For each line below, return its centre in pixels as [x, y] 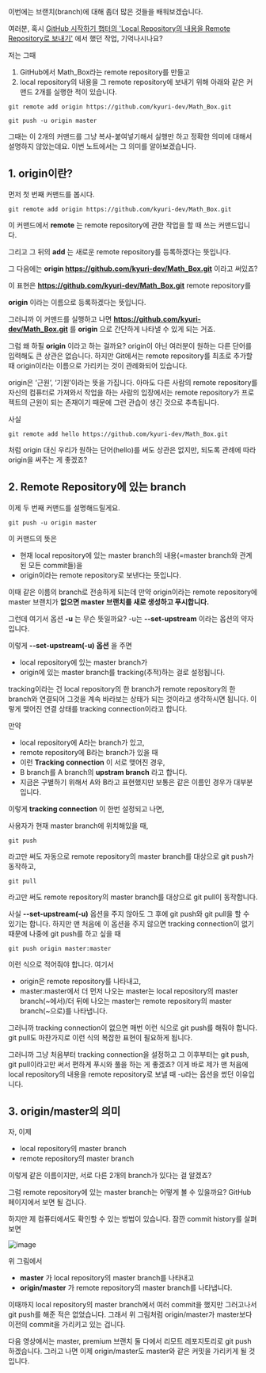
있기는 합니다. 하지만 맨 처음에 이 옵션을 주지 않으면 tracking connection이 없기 [131, 923]
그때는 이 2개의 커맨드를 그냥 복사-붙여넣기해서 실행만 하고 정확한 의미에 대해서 [130, 136]
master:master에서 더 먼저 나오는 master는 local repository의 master [129, 991]
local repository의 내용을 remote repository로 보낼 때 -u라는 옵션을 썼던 [121, 1074]
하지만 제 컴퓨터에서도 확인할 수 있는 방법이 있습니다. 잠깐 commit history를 [125, 1219]
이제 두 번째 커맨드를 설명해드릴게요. [64, 507]
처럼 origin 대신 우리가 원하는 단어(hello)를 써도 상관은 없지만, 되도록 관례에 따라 [132, 449]
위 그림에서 [25, 1261]
